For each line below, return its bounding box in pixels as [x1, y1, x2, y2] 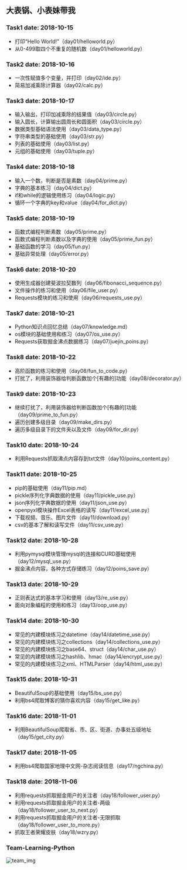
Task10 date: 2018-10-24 [6, 441, 79, 449]
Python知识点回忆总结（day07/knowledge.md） [14, 323, 131, 330]
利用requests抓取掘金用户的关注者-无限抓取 [14, 813, 121, 821]
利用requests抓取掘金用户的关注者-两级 [14, 799, 110, 806]
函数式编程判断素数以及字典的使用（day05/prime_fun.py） [14, 235, 157, 243]
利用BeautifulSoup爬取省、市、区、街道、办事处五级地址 [14, 726, 152, 733]
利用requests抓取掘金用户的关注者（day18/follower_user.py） [14, 792, 164, 799]
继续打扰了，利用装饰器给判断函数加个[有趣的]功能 [14, 404, 137, 411]
